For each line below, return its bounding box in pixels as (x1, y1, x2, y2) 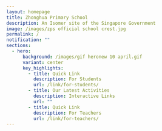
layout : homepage (6, 8, 50, 15)
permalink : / (6, 31, 39, 37)
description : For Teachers (33, 110, 102, 116)
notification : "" (6, 37, 50, 43)
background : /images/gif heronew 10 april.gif (22, 54, 143, 60)
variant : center (22, 59, 64, 65)
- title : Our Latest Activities (28, 88, 110, 94)
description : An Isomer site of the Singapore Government (6, 20, 156, 26)
